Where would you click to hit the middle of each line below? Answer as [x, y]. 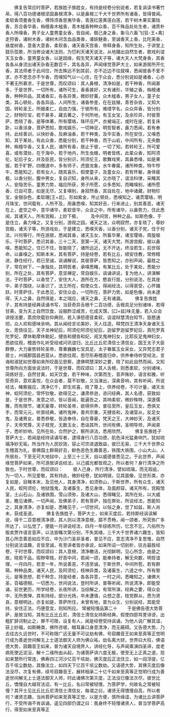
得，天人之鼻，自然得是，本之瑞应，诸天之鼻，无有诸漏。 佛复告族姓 [81, 298]
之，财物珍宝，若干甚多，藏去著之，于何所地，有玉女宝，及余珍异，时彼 [80, 115]
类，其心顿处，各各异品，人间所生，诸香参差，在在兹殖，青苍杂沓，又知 [80, 102]
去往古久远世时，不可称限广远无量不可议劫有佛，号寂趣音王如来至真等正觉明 [85, 634]
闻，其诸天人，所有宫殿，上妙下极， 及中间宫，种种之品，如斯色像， [81, 216]
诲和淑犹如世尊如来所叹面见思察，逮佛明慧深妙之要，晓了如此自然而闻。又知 [85, 362]
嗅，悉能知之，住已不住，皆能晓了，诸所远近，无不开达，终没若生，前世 [80, 248]
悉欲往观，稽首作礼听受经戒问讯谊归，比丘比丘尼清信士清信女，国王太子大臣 [85, 343]
